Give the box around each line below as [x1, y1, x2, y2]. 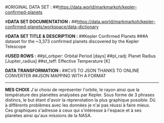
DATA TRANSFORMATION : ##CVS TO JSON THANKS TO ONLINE [5, 68, 140, 73]
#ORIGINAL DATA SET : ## [5, 4, 59, 10]
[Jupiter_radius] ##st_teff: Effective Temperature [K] [5, 58, 110, 64]
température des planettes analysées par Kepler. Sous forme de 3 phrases [5, 92, 155, 98]
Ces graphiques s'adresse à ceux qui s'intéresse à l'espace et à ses [5, 107, 142, 113]
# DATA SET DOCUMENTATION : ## [5, 19, 77, 24]
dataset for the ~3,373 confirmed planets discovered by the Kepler [5, 38, 139, 44]
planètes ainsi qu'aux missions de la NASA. [5, 113, 92, 118]
